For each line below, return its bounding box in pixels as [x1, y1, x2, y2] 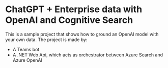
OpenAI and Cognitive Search [5, 14, 133, 26]
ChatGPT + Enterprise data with [5, 4, 143, 15]
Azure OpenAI [12, 57, 42, 63]
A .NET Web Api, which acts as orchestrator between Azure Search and [12, 52, 163, 58]
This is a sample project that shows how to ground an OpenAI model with [5, 31, 159, 37]
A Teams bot [12, 46, 40, 52]
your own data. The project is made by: [5, 37, 88, 43]
